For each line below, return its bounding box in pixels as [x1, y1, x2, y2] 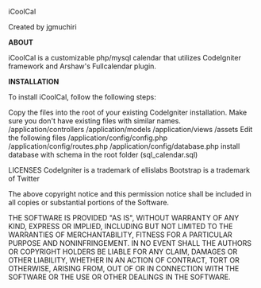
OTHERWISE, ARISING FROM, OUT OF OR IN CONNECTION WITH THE [8, 264, 240, 273]
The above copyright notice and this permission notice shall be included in [8, 189, 251, 198]
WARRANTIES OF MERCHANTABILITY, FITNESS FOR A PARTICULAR [8, 230, 232, 239]
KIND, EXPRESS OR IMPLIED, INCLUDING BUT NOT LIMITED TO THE [8, 222, 233, 231]
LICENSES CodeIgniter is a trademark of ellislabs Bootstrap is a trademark [8, 165, 251, 174]
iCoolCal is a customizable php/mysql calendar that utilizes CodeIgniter [8, 53, 242, 62]
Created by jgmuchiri [8, 22, 77, 31]
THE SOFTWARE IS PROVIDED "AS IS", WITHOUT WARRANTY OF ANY [8, 213, 240, 222]
